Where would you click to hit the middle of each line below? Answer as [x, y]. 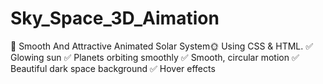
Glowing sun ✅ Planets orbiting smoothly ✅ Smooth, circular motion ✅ [155, 57]
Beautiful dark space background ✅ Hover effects [113, 68]
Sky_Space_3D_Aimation [115, 18]
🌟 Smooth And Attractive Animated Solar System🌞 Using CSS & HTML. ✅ [162, 46]
